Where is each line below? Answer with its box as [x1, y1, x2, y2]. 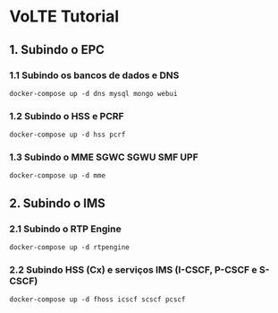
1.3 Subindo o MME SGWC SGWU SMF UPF [9, 151, 198, 163]
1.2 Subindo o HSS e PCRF [9, 109, 124, 122]
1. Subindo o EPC [9, 42, 105, 57]
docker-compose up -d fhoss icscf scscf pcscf [9, 295, 186, 304]
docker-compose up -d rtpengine [9, 243, 130, 252]
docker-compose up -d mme [9, 171, 105, 180]
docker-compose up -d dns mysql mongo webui [9, 89, 178, 98]
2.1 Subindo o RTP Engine [9, 222, 122, 235]
